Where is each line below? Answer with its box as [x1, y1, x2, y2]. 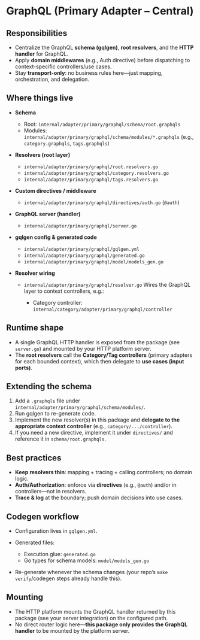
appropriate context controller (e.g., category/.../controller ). [14, 423, 172, 430]
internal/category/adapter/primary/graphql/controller [32, 307, 172, 313]
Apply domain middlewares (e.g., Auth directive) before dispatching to [14, 57, 190, 63]
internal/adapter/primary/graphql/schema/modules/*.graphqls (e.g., [23, 133, 194, 140]
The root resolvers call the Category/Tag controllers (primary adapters [14, 351, 193, 359]
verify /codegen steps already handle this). [14, 575, 122, 582]
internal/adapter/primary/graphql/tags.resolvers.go [23, 177, 159, 183]
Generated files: [14, 539, 55, 546]
